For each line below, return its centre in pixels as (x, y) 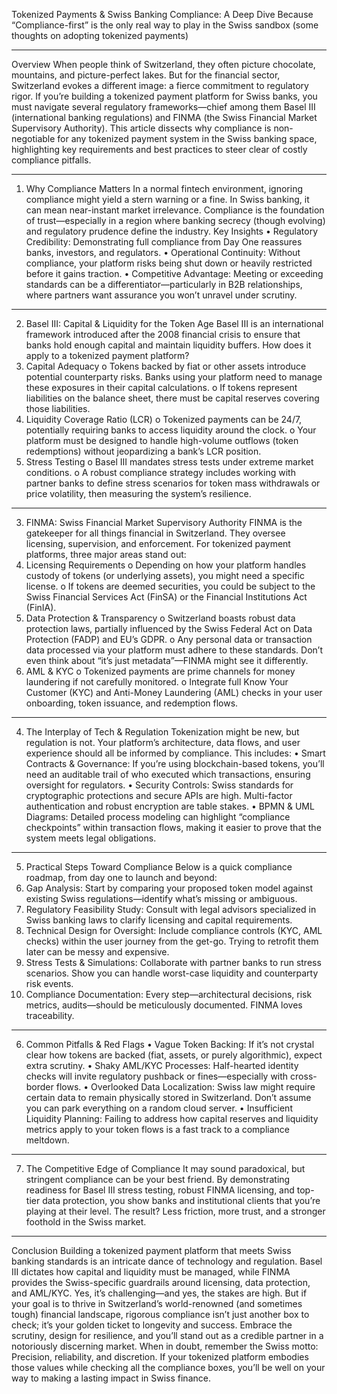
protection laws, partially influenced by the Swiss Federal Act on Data (169, 628)
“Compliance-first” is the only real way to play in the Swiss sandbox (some (165, 25)
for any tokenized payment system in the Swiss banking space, (187, 138)
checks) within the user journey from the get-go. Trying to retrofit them (172, 941)
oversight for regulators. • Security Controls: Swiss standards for (159, 785)
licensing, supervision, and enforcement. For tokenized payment (158, 543)
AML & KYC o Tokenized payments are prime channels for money (160, 671)
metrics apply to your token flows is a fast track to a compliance (157, 1129)
